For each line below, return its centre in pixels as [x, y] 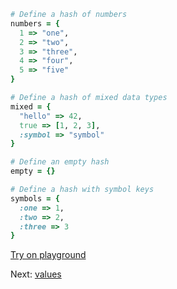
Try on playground [48, 255]
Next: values [36, 274]
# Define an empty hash [60, 162]
